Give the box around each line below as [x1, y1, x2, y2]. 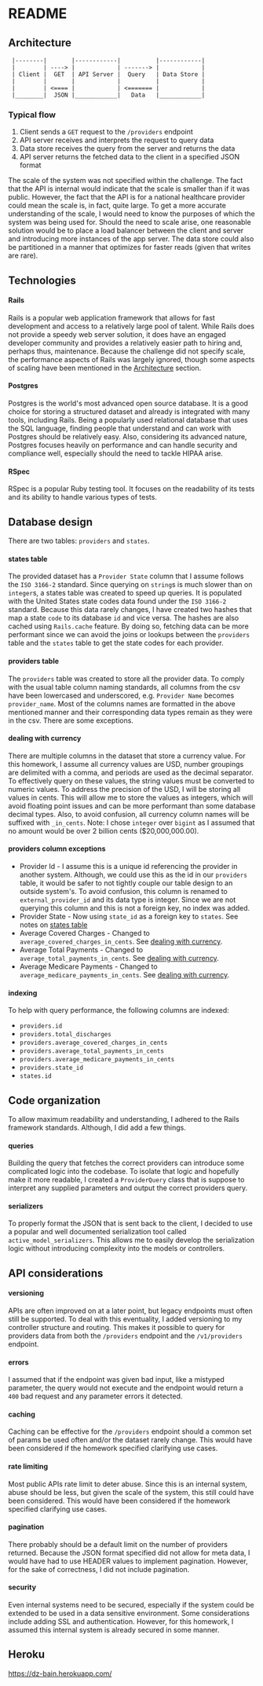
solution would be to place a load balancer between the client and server [8, 225, 244, 236]
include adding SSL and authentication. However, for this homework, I [8, 1616, 234, 1626]
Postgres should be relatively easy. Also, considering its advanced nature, [8, 432, 247, 442]
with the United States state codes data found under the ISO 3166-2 [8, 596, 227, 606]
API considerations [8, 1266, 104, 1280]
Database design [8, 515, 93, 529]
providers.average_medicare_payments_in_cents [19, 1056, 175, 1064]
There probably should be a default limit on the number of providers [8, 1539, 228, 1549]
